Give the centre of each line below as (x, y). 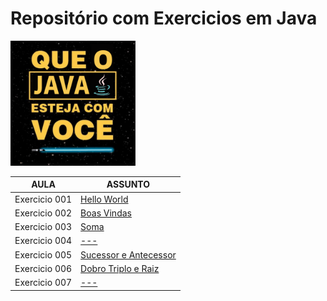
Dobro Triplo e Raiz (120, 268)
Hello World (104, 199)
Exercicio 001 (43, 199)
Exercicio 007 (43, 283)
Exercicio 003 (43, 227)
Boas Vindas (106, 213)
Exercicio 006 (43, 268)
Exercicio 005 (43, 254)
